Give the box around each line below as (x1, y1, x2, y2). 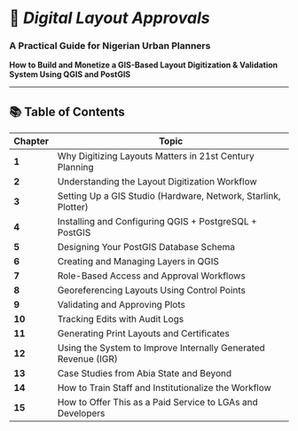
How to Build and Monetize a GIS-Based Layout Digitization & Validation (9, 59, 278, 70)
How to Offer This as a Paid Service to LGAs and (57, 396, 259, 409)
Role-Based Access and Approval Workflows (57, 270, 246, 282)
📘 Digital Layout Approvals (9, 8, 210, 28)
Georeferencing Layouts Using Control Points (57, 284, 246, 296)
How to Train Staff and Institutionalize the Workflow (57, 381, 272, 394)
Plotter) (57, 201, 89, 214)
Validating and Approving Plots (57, 299, 186, 311)
